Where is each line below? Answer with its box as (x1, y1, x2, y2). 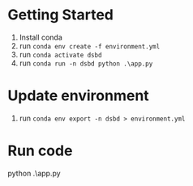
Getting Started (7, 6, 114, 24)
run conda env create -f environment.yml (19, 40, 161, 50)
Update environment (7, 87, 149, 105)
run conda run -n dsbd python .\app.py (19, 58, 153, 68)
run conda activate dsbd (19, 49, 102, 59)
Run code (7, 142, 73, 160)
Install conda (19, 32, 62, 42)
